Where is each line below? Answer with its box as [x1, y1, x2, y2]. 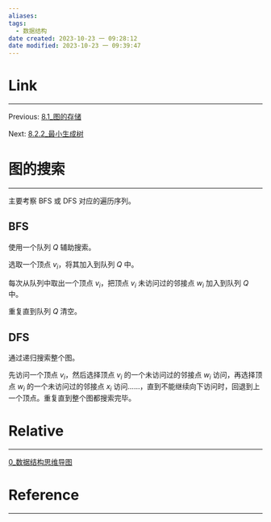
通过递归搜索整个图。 [8, 353, 79, 363]
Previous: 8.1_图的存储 [8, 112, 82, 122]
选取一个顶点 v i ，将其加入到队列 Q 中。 [8, 259, 139, 271]
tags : [8, 19, 27, 27]
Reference [8, 486, 79, 504]
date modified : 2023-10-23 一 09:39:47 [8, 42, 141, 50]
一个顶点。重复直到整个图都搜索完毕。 [8, 393, 135, 403]
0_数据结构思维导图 [8, 457, 73, 466]
